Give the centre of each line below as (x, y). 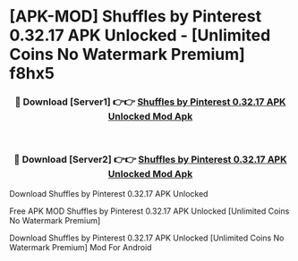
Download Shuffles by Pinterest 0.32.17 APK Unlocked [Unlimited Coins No (147, 238)
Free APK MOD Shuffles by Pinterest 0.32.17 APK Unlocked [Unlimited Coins (149, 211)
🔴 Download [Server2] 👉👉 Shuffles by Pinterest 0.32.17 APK (150, 160)
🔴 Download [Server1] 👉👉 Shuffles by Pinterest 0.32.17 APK (150, 102)
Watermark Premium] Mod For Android (81, 247)
